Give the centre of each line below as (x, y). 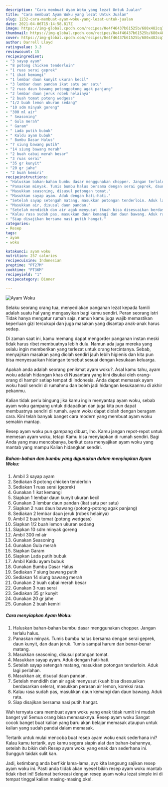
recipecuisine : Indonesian (34, 260)
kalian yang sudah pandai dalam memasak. (50, 728)
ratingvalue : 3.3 (24, 47)
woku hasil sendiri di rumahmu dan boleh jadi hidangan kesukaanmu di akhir (84, 385)
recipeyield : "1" (24, 274)
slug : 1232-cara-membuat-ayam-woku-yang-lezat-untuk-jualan (70, 19)
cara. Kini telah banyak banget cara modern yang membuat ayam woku (79, 416)
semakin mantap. (23, 421)
